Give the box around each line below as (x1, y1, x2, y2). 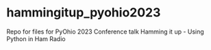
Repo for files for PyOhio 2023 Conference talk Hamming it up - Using (6, 27, 205, 36)
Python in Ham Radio (6, 34, 66, 42)
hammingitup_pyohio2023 (6, 5, 161, 21)
